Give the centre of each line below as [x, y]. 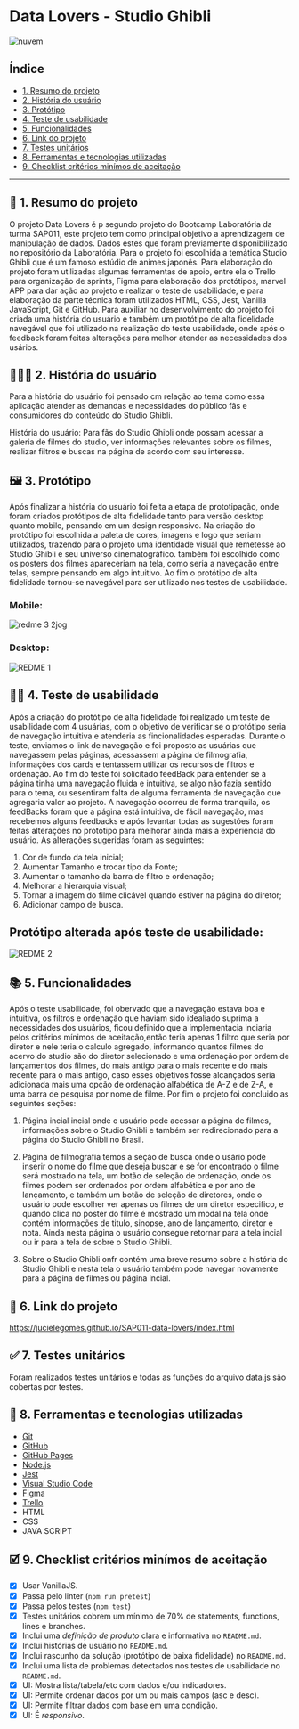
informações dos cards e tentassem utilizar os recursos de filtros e [132, 764]
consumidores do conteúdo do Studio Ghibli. [91, 415]
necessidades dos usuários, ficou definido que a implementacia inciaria [141, 1028]
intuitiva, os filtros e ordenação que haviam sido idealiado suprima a [134, 1018]
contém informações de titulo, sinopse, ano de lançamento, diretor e [147, 1223]
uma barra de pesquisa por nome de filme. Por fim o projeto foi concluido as [149, 1094]
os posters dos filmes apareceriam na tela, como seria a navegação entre [144, 564]
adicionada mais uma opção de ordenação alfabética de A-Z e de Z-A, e [141, 1085]
